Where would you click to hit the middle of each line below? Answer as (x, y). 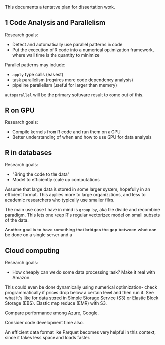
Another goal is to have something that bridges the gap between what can (81, 230)
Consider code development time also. (45, 323)
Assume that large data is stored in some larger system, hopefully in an (78, 189)
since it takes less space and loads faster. (48, 338)
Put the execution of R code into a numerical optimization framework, (83, 50)
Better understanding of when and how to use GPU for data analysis (82, 137)
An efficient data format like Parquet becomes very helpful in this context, (81, 332)
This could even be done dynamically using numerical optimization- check (81, 287)
